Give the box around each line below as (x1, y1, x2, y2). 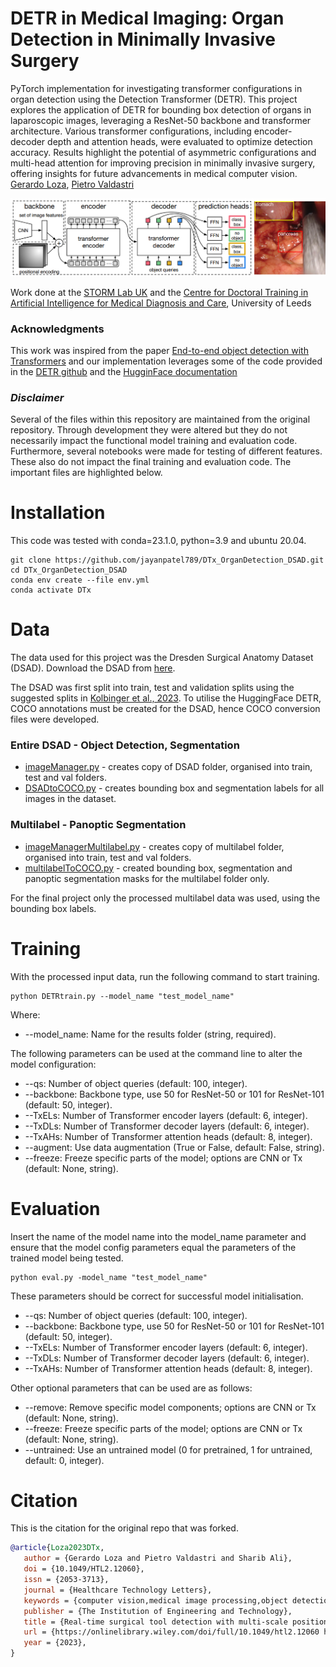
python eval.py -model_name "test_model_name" (10, 1272, 208, 1282)
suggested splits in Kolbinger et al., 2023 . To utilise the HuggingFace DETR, (10, 692, 322, 704)
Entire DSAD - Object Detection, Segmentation (10, 738, 240, 752)
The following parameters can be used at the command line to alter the (10, 1047, 303, 1059)
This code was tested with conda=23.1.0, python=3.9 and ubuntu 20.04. (10, 535, 307, 547)
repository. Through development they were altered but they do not (10, 424, 288, 436)
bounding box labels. (10, 902, 97, 914)
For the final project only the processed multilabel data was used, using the (10, 892, 321, 904)
